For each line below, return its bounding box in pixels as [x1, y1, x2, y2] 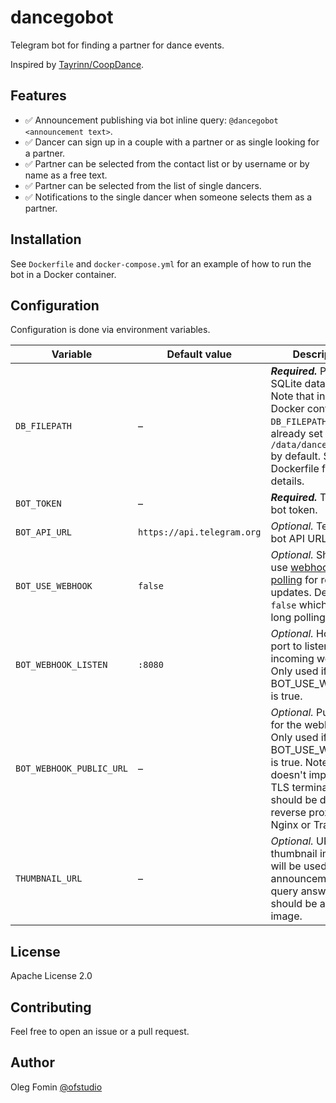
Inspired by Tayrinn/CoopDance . [10, 58, 145, 70]
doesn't [270, 768, 307, 782]
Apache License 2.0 [10, 970, 93, 982]
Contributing [10, 999, 92, 1016]
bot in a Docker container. [10, 268, 117, 280]
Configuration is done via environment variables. [10, 324, 211, 336]
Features [10, 87, 67, 105]
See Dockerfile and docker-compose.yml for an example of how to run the [10, 257, 312, 270]
